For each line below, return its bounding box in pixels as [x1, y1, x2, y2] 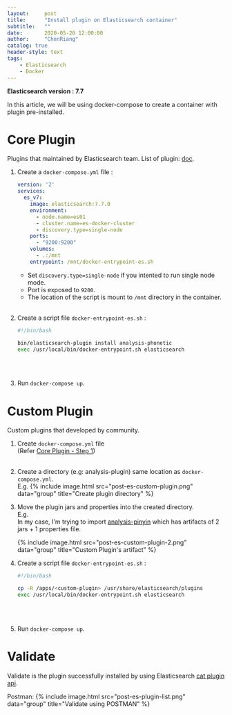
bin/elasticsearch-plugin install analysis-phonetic [17, 339, 173, 346]
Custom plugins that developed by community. [7, 426, 140, 435]
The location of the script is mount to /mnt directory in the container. [27, 293, 222, 301]
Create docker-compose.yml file [17, 439, 105, 448]
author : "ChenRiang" [7, 36, 79, 43]
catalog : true [7, 42, 48, 49]
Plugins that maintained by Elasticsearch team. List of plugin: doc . [7, 155, 195, 163]
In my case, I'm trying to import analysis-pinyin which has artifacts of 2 [17, 517, 220, 526]
